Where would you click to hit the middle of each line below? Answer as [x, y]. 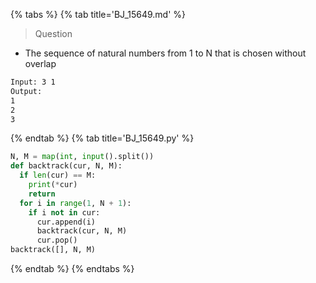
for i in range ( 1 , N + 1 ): [75, 203]
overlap [40, 63]
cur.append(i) [66, 222]
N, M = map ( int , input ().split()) [82, 157]
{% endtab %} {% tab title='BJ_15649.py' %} [102, 138]
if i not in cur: [64, 212]
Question [53, 33]
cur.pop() [57, 240]
